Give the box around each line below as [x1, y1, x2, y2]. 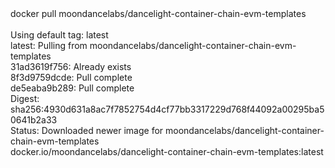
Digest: [10, 93, 40, 104]
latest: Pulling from [10, 40, 88, 51]
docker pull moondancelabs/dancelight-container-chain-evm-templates [10, 8, 307, 19]
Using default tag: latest [10, 29, 109, 41]
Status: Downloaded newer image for [10, 125, 164, 136]
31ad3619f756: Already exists [10, 61, 132, 72]
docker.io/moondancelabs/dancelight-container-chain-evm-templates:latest [10, 146, 324, 157]
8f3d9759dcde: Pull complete [10, 72, 133, 83]
